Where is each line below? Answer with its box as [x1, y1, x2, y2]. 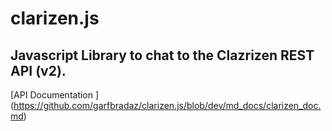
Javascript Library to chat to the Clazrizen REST [10, 47, 315, 64]
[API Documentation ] [10, 89, 100, 101]
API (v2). [10, 62, 67, 79]
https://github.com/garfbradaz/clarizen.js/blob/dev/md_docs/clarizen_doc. [13, 100, 322, 111]
